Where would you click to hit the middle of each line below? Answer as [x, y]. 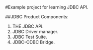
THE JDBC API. [28, 26]
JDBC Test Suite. [30, 37]
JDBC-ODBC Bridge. [34, 42]
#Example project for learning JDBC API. [47, 7]
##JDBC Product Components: [37, 17]
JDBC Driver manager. [35, 31]
